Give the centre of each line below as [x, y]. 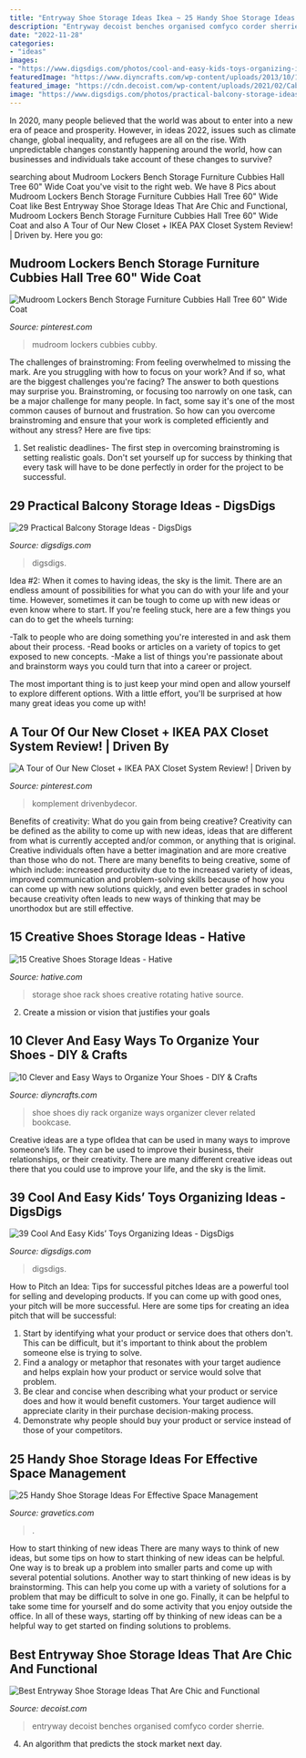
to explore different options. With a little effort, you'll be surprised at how [146, 693]
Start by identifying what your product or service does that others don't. [158, 1334]
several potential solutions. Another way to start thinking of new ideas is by [150, 1577]
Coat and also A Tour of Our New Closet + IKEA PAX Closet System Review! [151, 225]
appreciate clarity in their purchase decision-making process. [138, 1411]
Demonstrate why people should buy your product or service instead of [157, 1420]
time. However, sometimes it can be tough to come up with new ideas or [145, 600]
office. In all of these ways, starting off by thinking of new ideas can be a [146, 1617]
